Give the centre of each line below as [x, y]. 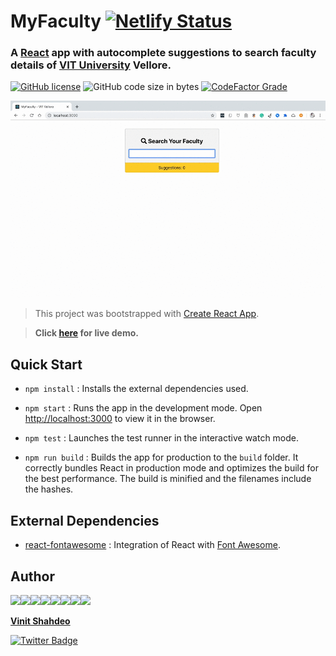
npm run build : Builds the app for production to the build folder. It [161, 457]
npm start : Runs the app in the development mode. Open [143, 408]
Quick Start [46, 364]
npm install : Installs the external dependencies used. [136, 389]
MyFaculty [56, 21]
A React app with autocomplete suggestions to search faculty [163, 53]
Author [32, 576]
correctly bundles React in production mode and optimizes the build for [171, 468]
